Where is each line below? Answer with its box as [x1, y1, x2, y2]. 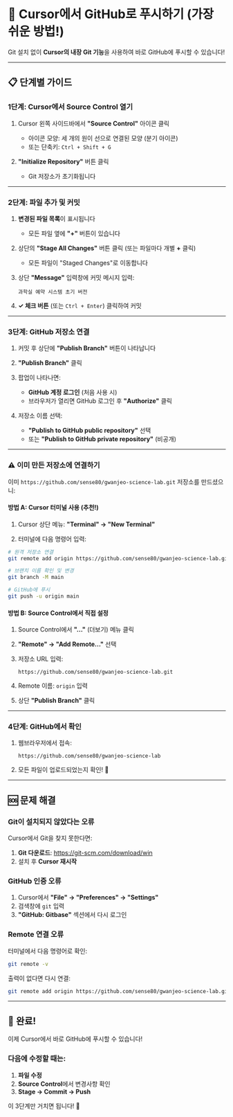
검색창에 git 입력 [17, 902, 65, 911]
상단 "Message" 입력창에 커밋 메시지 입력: [17, 273, 135, 281]
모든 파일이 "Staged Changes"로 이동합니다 [28, 258, 148, 267]
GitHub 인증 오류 [8, 877, 62, 886]
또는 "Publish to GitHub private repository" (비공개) [28, 435, 177, 443]
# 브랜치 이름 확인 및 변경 [8, 567, 75, 575]
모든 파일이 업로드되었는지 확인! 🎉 [17, 766, 109, 774]
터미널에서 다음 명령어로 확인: [8, 947, 88, 955]
